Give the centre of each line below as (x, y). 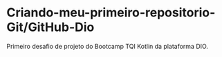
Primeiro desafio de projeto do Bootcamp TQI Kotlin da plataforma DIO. (108, 46)
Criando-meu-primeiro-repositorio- (111, 13)
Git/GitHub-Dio (50, 27)
